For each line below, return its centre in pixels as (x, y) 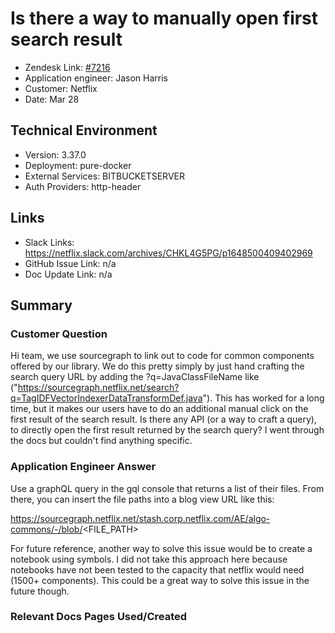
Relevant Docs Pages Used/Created (99, 617)
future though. (40, 591)
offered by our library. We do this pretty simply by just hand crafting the (157, 366)
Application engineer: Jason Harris (96, 78)
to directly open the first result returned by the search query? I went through (167, 430)
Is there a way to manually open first (164, 18)
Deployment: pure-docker (78, 165)
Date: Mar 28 (52, 99)
